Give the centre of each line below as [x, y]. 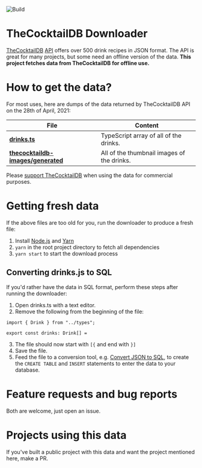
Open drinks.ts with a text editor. [55, 305]
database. [27, 370]
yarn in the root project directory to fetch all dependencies [87, 247]
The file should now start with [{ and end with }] [75, 344]
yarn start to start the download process [66, 254]
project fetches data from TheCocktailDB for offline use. [78, 63]
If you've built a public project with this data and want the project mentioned [101, 452]
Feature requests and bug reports [92, 394]
